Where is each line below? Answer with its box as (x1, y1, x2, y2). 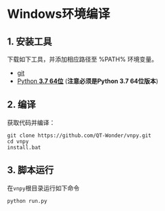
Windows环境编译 (7, 6, 110, 22)
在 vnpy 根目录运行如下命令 (7, 184, 80, 192)
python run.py (7, 197, 48, 204)
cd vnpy (7, 138, 29, 145)
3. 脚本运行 (7, 164, 54, 176)
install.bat (7, 144, 41, 151)
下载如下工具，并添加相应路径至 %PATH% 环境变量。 (7, 55, 158, 63)
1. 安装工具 (7, 36, 53, 47)
